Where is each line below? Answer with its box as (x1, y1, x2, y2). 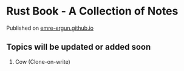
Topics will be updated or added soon (6, 42, 151, 52)
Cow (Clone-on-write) (15, 58, 71, 65)
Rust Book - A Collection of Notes (6, 4, 179, 18)
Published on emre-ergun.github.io (6, 24, 94, 32)
